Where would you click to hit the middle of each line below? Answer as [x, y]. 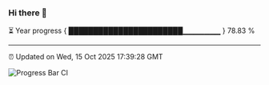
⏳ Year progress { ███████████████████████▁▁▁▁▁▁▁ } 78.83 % [132, 30]
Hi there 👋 [28, 13]
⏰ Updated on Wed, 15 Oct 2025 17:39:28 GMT [86, 57]
